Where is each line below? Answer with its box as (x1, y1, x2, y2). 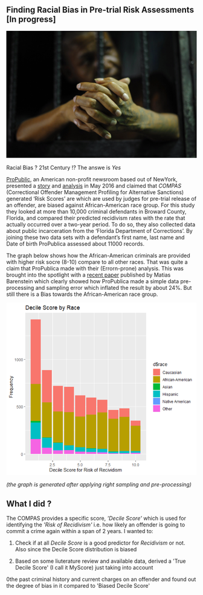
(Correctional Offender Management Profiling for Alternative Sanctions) (6, 188, 184, 196)
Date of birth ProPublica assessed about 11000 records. (6, 240, 145, 247)
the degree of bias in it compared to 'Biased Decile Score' (6, 582, 150, 589)
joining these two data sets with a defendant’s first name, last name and (6, 234, 185, 241)
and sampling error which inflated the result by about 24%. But (35, 284, 192, 291)
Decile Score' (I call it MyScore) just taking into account (14, 563, 153, 571)
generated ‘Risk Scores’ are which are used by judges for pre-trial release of (6, 195, 197, 202)
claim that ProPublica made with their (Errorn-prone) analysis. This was (6, 264, 184, 272)
